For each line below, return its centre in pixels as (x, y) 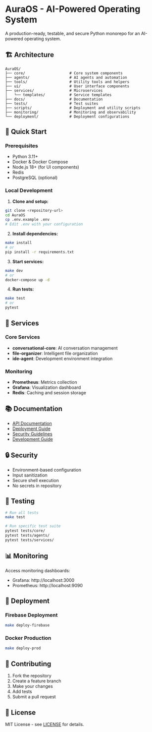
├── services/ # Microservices (54, 90)
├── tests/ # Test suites (52, 103)
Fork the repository (32, 676)
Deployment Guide (31, 428)
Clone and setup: (30, 201)
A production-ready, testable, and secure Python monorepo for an (73, 33)
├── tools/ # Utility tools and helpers (67, 82)
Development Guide (32, 439)
